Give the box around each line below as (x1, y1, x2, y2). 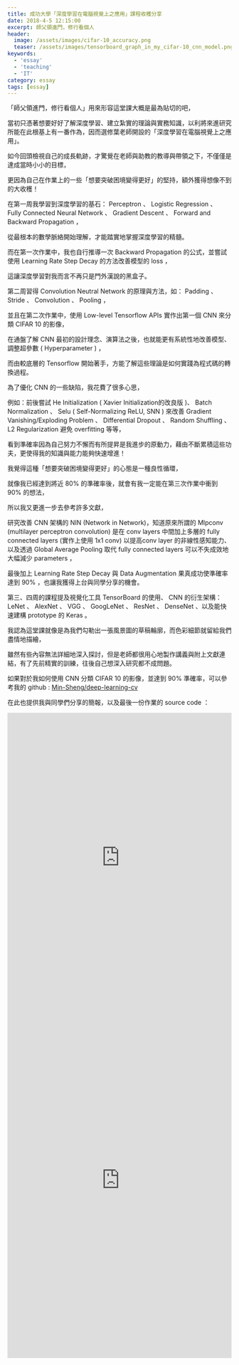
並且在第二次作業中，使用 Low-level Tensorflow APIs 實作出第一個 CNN (7, 311, 217, 320)
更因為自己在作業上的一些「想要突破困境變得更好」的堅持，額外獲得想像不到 (7, 176, 232, 184)
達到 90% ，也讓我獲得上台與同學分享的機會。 (7, 578, 144, 587)
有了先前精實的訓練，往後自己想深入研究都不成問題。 (19, 659, 176, 668)
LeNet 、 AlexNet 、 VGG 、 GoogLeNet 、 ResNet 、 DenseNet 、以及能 (7, 602, 221, 611)
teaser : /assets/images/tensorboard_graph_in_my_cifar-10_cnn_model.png (14, 43, 234, 51)
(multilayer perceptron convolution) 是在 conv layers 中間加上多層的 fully (7, 528, 221, 536)
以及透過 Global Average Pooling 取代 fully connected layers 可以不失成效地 (7, 545, 229, 554)
